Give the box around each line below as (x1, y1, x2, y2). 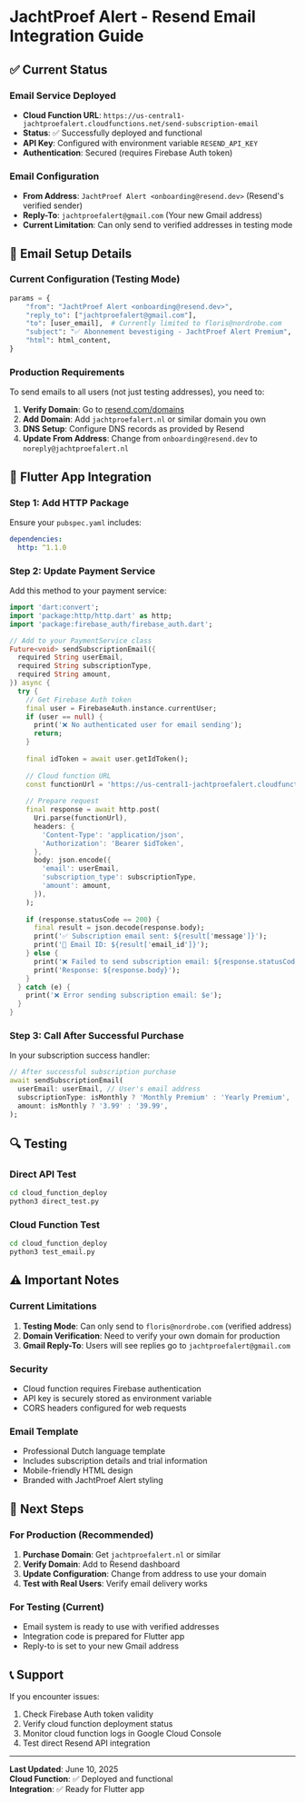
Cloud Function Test (9, 1218, 101, 1230)
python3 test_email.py (9, 1248, 95, 1257)
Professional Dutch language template (22, 1446, 166, 1457)
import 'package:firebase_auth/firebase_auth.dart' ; (9, 620, 213, 629)
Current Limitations (9, 1300, 97, 1312)
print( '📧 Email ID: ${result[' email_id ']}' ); (33, 941, 209, 950)
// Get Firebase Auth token (25, 695, 132, 704)
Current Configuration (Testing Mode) (9, 273, 181, 285)
